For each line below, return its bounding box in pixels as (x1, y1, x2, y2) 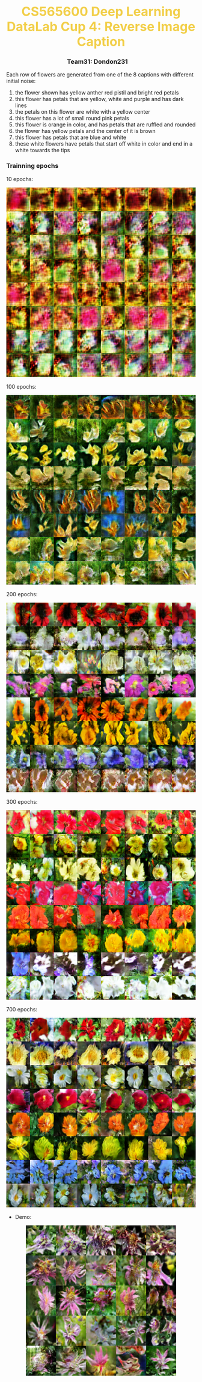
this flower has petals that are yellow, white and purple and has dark (14, 96, 184, 103)
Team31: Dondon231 (67, 58, 128, 66)
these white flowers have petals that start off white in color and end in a (14, 140, 193, 147)
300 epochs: (6, 798, 38, 805)
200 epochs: (6, 590, 38, 597)
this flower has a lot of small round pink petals (14, 115, 129, 122)
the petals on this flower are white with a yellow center (14, 108, 150, 116)
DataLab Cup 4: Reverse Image (7, 19, 195, 35)
